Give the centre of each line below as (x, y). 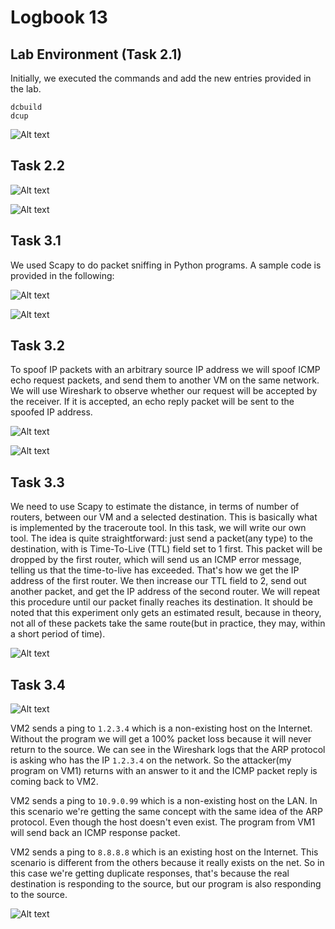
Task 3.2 (37, 346)
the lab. (26, 89)
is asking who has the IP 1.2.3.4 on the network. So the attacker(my (151, 760)
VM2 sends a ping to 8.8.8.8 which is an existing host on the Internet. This (164, 852)
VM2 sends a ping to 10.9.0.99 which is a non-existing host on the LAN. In (164, 801)
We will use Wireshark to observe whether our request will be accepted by (164, 391)
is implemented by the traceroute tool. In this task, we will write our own (158, 528)
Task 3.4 (38, 684)
